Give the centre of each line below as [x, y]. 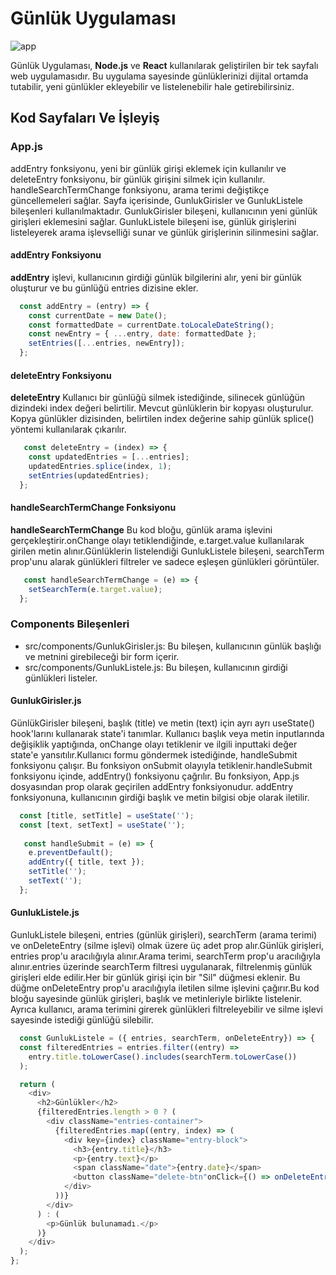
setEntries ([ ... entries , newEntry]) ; [107, 343]
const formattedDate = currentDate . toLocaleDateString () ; [151, 325]
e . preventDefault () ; [71, 853]
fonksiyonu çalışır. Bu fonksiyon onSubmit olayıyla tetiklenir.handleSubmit [161, 765]
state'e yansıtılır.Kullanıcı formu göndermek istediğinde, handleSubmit [154, 754]
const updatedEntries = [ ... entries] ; [109, 457]
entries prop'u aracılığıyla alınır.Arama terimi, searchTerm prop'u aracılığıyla [165, 956]
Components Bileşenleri [70, 624]
